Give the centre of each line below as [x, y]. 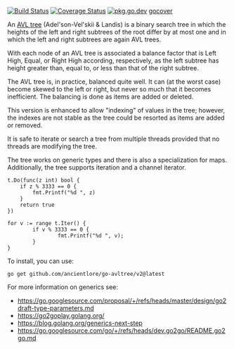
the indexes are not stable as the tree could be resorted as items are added [116, 118]
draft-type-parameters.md [56, 308]
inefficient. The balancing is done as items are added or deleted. [100, 96]
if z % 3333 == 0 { [48, 186]
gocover [161, 11]
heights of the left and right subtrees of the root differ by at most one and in [117, 32]
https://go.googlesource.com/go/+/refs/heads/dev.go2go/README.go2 [122, 330]
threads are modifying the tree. [52, 146]
